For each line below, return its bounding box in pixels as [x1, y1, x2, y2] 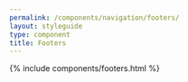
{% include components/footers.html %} [9, 63, 160, 74]
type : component [9, 30, 70, 39]
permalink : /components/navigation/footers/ [9, 13, 180, 23]
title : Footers [9, 38, 67, 48]
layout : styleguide [9, 22, 83, 31]
